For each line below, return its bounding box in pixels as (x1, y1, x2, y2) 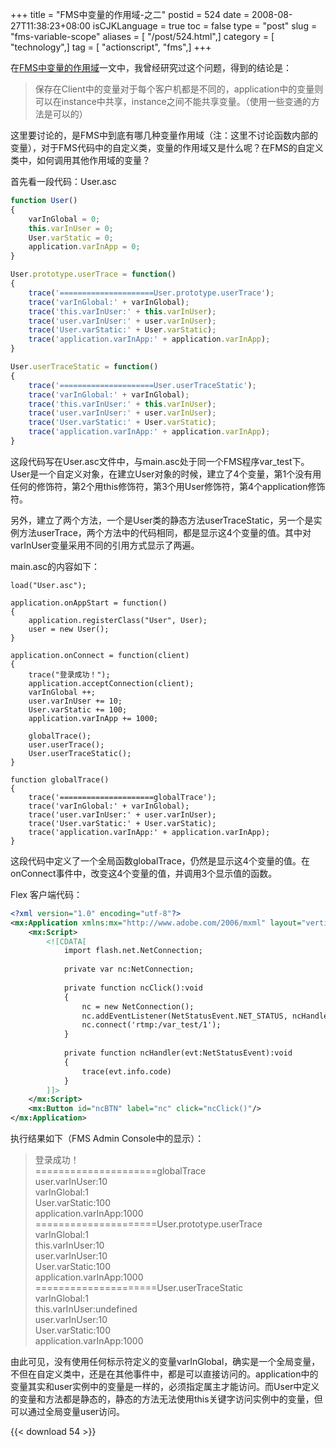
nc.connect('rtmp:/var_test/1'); (81, 1020, 222, 1030)
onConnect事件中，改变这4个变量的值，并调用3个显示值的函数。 (10, 867, 278, 879)
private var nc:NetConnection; (63, 964, 195, 975)
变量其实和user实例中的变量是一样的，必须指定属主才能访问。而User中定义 (10, 1381, 320, 1392)
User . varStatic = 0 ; (28, 233, 114, 243)
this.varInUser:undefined (34, 1303, 138, 1315)
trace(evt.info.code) (81, 1066, 172, 1077)
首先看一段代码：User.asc (10, 176, 117, 187)
